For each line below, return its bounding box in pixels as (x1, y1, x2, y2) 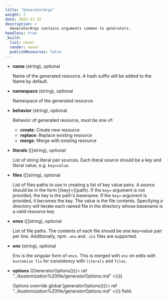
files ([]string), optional (12, 172, 61, 178)
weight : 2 (5, 12, 26, 17)
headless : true (5, 31, 37, 36)
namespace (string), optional (12, 88, 73, 94)
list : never (10, 40, 35, 45)
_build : (5, 36, 22, 41)
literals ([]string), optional (12, 147, 66, 153)
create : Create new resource (20, 126, 80, 133)
